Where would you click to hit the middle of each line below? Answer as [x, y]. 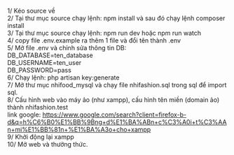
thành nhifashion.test [38, 107]
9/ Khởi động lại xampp [41, 137]
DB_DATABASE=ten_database [50, 55]
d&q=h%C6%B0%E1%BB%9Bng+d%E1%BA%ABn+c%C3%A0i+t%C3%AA [117, 122]
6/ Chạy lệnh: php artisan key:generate [63, 77]
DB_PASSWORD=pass [39, 70]
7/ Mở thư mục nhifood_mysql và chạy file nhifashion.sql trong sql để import [117, 85]
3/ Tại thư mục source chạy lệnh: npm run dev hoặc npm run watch [104, 33]
